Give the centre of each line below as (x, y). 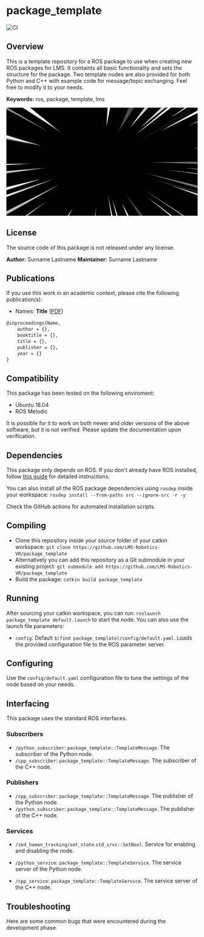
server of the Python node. (49, 869)
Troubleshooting (39, 906)
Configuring (30, 664)
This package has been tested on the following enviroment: (80, 393)
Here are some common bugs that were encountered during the (86, 921)
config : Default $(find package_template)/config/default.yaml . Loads (104, 638)
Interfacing (28, 703)
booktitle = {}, (38, 336)
